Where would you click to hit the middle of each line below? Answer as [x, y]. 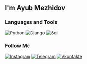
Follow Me [18, 45]
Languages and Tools [31, 22]
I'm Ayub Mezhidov [35, 8]
